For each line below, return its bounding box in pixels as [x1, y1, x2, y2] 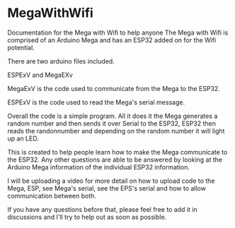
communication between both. [7, 191, 97, 200]
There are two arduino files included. [7, 56, 115, 65]
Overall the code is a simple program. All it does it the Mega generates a [7, 112, 218, 120]
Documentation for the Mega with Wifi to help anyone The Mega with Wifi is [7, 28, 229, 37]
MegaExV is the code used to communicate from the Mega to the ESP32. [7, 84, 221, 92]
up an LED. [7, 134, 39, 143]
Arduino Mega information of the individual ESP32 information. [7, 162, 190, 171]
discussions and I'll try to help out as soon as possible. [7, 212, 167, 221]
